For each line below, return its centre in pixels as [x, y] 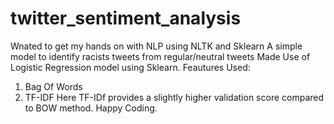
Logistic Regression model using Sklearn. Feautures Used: [130, 67]
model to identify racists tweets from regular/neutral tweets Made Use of [160, 56]
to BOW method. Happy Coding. [91, 108]
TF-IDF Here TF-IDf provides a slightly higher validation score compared [174, 97]
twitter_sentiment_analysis [126, 18]
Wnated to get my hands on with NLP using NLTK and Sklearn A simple [156, 46]
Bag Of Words [53, 86]
